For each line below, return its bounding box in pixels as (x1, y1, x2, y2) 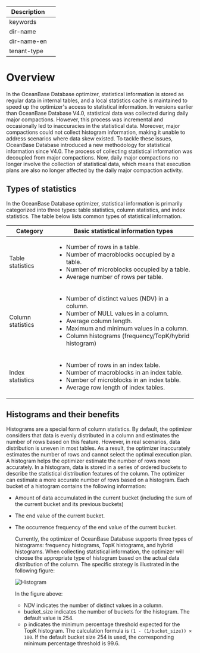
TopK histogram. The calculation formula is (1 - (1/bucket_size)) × (23, 627, 192, 634)
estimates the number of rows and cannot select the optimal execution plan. (6, 450, 193, 458)
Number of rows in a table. (65, 243, 140, 251)
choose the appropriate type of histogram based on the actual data (14, 554, 180, 561)
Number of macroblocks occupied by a (65, 250, 176, 259)
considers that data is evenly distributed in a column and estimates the (6, 431, 180, 439)
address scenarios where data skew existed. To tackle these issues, (6, 134, 173, 142)
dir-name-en (9, 37, 48, 45)
